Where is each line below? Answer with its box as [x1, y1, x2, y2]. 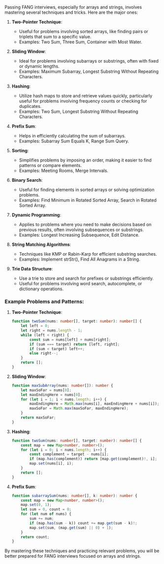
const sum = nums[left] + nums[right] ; [29, 337, 111, 342]
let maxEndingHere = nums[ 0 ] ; [21, 392, 82, 397]
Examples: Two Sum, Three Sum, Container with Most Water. [19, 39, 142, 45]
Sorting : [11, 148, 29, 153]
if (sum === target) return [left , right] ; [29, 342, 120, 347]
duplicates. [19, 103, 42, 109]
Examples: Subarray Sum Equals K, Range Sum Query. [19, 138, 130, 144]
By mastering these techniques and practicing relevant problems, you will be [4, 548, 160, 554]
